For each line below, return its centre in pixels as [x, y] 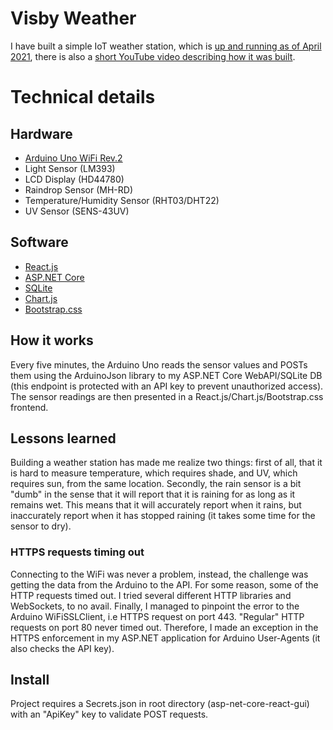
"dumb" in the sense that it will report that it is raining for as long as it [153, 494]
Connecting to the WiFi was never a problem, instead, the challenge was [159, 574]
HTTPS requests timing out [77, 552]
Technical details [83, 97]
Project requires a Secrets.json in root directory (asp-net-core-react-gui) [160, 704]
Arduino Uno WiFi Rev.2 [73, 158]
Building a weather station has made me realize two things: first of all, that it [166, 463]
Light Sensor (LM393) [70, 168]
